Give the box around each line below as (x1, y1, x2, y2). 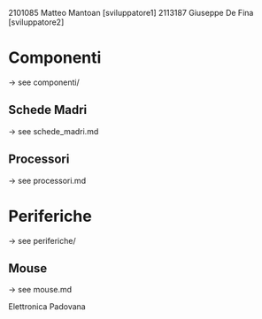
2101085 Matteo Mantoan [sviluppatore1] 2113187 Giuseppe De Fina (8, 8, 254, 18)
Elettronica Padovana (8, 301, 86, 312)
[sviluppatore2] (8, 17, 65, 27)
